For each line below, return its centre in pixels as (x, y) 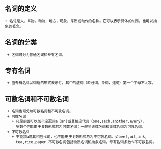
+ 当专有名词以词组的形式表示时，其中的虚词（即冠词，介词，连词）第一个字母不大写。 (81, 83)
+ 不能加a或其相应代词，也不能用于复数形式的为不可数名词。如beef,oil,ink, (79, 137)
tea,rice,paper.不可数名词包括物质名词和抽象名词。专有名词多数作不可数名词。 (86, 142)
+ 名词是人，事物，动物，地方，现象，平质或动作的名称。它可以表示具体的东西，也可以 (79, 21)
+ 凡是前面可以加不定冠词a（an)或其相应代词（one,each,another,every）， (79, 122)
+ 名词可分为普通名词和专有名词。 (36, 55)
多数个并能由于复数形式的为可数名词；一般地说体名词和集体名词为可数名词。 (80, 127)
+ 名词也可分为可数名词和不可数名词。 (40, 111)
